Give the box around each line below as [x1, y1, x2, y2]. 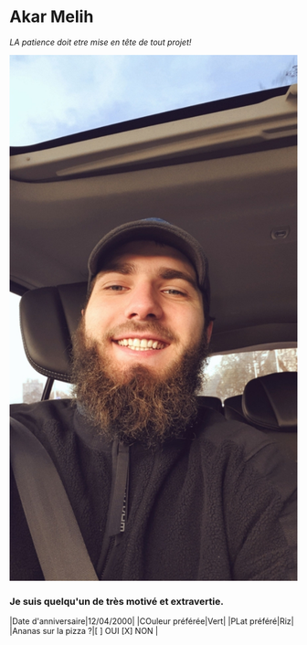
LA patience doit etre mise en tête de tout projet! [9, 37, 192, 48]
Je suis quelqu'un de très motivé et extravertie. [9, 595, 224, 608]
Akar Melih [9, 6, 94, 27]
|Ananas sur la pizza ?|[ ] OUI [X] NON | [9, 625, 159, 636]
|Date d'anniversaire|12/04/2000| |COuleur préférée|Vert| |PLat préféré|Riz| [9, 615, 294, 627]
